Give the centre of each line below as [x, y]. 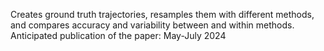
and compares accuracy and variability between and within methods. [152, 25]
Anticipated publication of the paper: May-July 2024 [118, 35]
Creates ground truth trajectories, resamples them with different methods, [162, 14]
